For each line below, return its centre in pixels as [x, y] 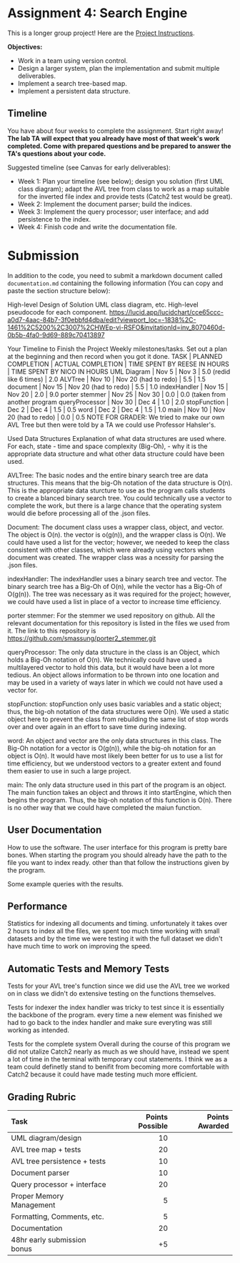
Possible [153, 1126]
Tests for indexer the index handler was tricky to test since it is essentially [116, 1007]
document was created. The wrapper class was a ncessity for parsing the [116, 557]
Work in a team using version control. [72, 60]
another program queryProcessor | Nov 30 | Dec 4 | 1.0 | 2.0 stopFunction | [118, 402]
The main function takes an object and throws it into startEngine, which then [120, 792]
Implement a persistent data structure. [74, 91]
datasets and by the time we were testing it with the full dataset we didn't [115, 938]
